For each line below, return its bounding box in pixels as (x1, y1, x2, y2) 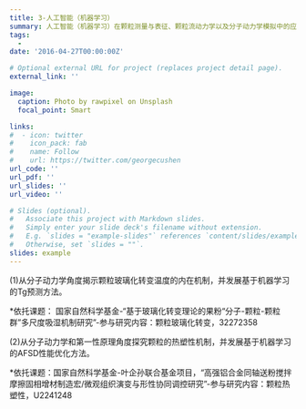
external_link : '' (9, 72, 79, 82)
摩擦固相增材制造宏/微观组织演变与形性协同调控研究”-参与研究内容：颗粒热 (9, 378, 291, 389)
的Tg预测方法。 (9, 286, 67, 297)
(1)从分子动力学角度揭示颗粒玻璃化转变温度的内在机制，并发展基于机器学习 (9, 274, 290, 285)
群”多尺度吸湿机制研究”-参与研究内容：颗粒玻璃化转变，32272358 (9, 316, 258, 328)
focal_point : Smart (17, 106, 92, 115)
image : (9, 88, 35, 97)
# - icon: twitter (9, 130, 84, 139)
